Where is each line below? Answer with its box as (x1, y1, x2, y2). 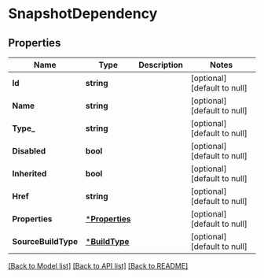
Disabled (12, 146, 46, 156)
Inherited (12, 169, 47, 179)
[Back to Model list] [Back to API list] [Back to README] (8, 261, 189, 270)
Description (138, 60, 183, 70)
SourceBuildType (12, 236, 79, 246)
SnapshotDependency (8, 5, 158, 23)
